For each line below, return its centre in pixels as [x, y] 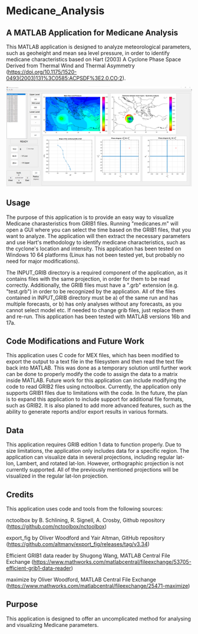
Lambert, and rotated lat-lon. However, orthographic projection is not [100, 463]
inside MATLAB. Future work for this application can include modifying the [96, 380]
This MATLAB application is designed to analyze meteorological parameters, [99, 47]
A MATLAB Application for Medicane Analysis [92, 33]
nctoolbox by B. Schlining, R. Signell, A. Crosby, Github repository [85, 520]
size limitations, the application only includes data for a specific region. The [98, 451]
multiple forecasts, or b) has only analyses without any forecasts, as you [94, 304]
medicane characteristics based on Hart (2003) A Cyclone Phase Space [94, 59]
